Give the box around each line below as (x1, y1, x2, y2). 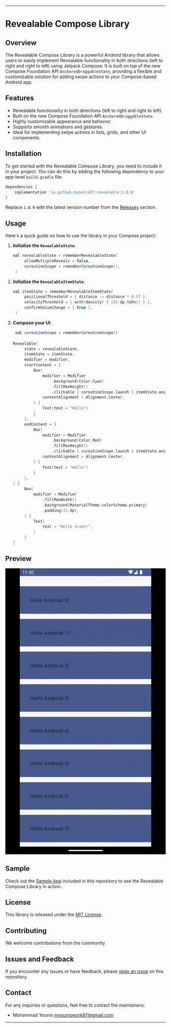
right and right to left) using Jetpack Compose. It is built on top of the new (5, 63, 161, 69)
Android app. (5, 79, 33, 85)
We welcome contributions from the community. (5, 940, 106, 946)
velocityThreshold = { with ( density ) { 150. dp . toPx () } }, (24, 300, 152, 305)
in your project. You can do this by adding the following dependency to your (5, 168, 164, 174)
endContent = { (24, 422, 56, 427)
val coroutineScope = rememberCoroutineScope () (15, 330, 118, 335)
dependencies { (5, 184, 38, 189)
